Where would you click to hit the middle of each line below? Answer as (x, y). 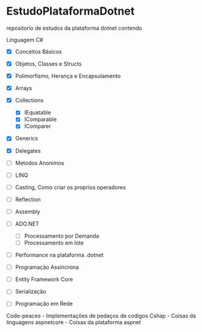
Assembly (28, 212)
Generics (26, 139)
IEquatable (38, 112)
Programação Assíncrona (47, 267)
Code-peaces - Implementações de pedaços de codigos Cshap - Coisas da (101, 316)
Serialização (31, 292)
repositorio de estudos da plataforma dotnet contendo (74, 28)
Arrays (23, 88)
